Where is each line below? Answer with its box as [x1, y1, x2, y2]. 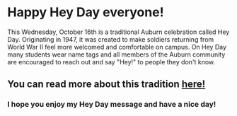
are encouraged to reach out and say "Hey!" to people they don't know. [7, 57, 216, 66]
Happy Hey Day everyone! [7, 4, 164, 21]
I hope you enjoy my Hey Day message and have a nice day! [7, 100, 216, 110]
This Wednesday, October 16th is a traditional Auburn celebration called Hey [7, 28, 230, 36]
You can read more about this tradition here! [7, 79, 206, 91]
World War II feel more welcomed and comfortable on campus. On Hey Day [7, 42, 227, 51]
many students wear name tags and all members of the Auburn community [7, 50, 226, 59]
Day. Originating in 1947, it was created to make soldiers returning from [7, 35, 214, 43]
